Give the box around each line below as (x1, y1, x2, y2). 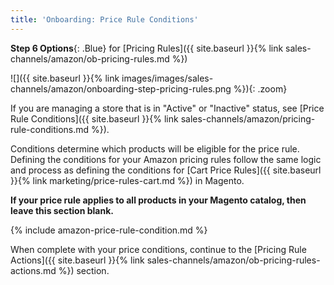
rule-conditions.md (10, 123, 90, 135)
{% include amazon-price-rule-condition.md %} (10, 224, 208, 236)
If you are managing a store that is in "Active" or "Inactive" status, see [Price (10, 102, 325, 114)
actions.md (10, 264, 57, 276)
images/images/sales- (121, 72, 214, 84)
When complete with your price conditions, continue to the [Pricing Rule (10, 243, 307, 255)
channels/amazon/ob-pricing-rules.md (10, 52, 170, 65)
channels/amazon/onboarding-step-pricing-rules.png (10, 82, 232, 95)
